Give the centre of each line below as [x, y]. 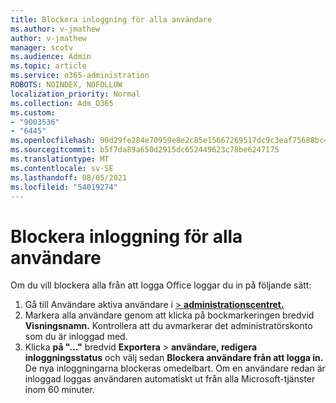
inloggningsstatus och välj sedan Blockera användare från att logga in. [174, 358]
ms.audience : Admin [51, 57]
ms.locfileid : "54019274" [64, 187]
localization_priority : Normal [75, 94]
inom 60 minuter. [59, 390]
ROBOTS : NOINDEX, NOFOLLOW [66, 85]
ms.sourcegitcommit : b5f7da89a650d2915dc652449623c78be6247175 [145, 150]
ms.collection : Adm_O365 [62, 103]
